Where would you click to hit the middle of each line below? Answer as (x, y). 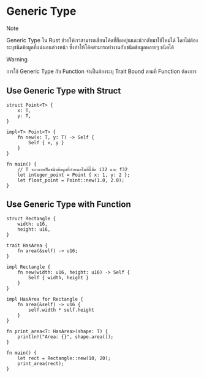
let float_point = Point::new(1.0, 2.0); (71, 180)
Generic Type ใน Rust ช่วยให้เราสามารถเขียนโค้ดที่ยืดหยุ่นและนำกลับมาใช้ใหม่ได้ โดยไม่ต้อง (102, 40)
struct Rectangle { (31, 218)
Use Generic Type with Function (69, 205)
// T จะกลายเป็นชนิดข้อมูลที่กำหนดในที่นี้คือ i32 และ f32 (73, 169)
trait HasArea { (27, 245)
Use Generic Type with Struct (64, 91)
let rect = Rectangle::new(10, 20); (64, 358)
